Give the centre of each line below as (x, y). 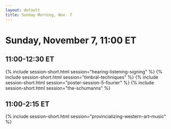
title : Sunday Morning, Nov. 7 (39, 15)
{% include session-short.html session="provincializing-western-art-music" (86, 117)
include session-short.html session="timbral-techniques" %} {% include (82, 77)
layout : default (23, 10)
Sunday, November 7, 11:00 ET (71, 40)
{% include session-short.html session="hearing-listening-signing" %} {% (84, 71)
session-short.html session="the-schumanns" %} (58, 88)
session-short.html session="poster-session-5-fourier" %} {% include (80, 82)
